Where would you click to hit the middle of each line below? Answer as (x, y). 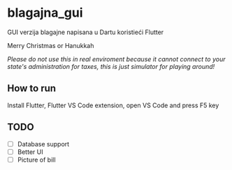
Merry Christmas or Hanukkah (51, 45)
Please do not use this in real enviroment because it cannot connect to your (116, 59)
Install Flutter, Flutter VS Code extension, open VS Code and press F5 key (113, 105)
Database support (43, 144)
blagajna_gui (45, 13)
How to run (32, 88)
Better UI (30, 152)
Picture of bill (36, 160)
